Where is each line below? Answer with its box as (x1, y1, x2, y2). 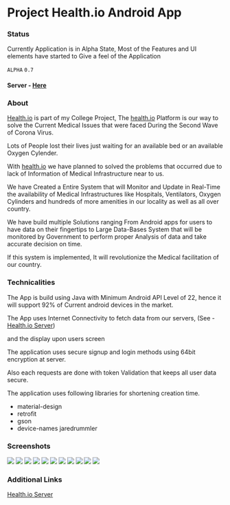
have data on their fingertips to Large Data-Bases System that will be (7, 225, 203, 234)
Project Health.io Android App (7, 5, 182, 21)
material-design (16, 402, 62, 410)
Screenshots (7, 441, 51, 451)
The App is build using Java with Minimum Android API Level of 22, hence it (7, 293, 222, 301)
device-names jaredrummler (16, 424, 97, 432)
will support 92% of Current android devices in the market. (7, 301, 174, 309)
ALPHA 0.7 (7, 67, 34, 73)
